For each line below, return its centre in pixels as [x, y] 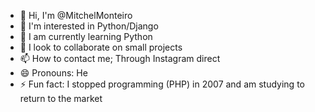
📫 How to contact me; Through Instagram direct [120, 58]
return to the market [61, 98]
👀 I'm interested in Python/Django [89, 26]
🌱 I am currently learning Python [86, 36]
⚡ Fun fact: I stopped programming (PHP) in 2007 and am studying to [162, 84]
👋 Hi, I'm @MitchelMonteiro [76, 15]
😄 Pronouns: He [53, 73]
